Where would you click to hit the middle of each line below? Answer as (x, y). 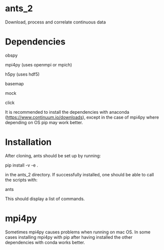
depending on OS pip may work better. (44, 122)
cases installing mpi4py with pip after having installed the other (69, 237)
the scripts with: (21, 180)
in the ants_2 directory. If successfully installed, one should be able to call (80, 174)
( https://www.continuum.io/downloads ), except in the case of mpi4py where (82, 117)
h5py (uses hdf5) (23, 74)
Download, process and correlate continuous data (56, 22)
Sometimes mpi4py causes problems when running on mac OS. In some (78, 232)
